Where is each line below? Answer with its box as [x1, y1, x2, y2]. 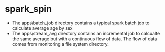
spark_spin [5, 3, 52, 15]
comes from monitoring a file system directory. [12, 41, 109, 47]
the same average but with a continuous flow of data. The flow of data [12, 36, 157, 42]
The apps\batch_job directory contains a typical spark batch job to [12, 20, 150, 26]
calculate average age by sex [12, 25, 73, 31]
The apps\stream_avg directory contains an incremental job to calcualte [12, 30, 160, 36]
